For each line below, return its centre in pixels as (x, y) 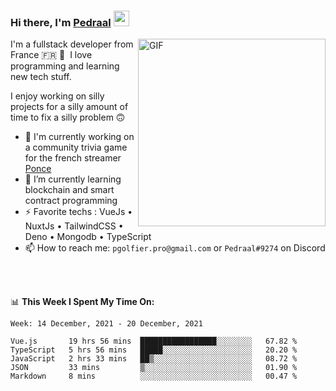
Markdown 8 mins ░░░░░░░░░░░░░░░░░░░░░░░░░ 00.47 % (154, 376)
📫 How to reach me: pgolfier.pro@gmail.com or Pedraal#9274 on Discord (175, 248)
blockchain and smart (69, 190)
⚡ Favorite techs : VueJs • (78, 212)
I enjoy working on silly (57, 96)
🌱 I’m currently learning (73, 179)
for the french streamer (73, 158)
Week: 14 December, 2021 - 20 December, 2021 (106, 324)
